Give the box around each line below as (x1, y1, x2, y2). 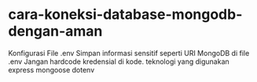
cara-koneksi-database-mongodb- (8, 6, 243, 24)
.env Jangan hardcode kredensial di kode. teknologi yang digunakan (8, 57, 229, 66)
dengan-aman (8, 22, 103, 40)
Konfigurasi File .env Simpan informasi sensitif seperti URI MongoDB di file (8, 48, 250, 58)
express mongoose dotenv (8, 65, 95, 74)
